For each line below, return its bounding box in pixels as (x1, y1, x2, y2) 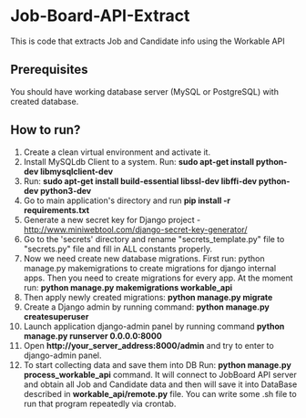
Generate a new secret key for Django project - (23, 214, 201, 225)
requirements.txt (23, 204, 90, 215)
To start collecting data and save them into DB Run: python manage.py (23, 359, 292, 370)
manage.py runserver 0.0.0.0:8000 (23, 330, 162, 342)
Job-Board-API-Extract (10, 5, 190, 26)
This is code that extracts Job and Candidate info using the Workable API (10, 36, 285, 46)
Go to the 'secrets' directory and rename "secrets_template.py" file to (23, 233, 285, 244)
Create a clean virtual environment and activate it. (23, 147, 211, 158)
